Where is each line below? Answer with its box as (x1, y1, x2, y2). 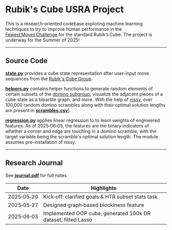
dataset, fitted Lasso (43, 216, 93, 223)
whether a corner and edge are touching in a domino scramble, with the (5, 128, 157, 134)
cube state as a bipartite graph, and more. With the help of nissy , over (5, 96, 153, 102)
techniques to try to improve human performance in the (5, 26, 122, 32)
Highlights (91, 184, 117, 192)
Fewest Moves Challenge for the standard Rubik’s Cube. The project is (5, 31, 153, 37)
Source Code (5, 56, 48, 65)
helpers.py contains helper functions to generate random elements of (5, 86, 153, 92)
